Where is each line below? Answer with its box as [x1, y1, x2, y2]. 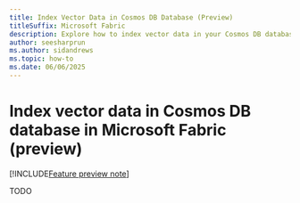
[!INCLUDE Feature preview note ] [9, 168, 129, 179]
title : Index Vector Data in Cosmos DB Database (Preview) [9, 12, 234, 22]
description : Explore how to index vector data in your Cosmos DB [9, 29, 262, 38]
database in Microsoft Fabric [9, 120, 227, 141]
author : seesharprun [9, 37, 87, 47]
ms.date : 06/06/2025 [9, 63, 87, 72]
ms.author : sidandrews [9, 46, 94, 55]
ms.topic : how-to [9, 54, 74, 63]
